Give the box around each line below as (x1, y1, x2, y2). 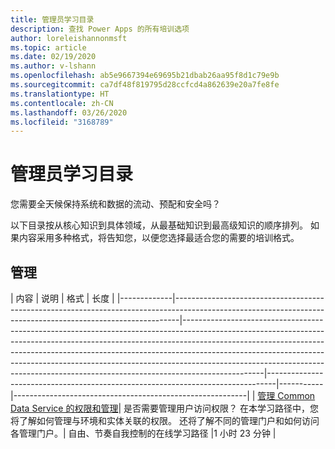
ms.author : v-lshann (10, 61, 97, 71)
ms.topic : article (10, 42, 87, 53)
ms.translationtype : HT (10, 89, 110, 99)
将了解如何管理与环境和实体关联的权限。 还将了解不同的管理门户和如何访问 (10, 415, 320, 426)
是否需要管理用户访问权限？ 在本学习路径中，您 (123, 402, 319, 414)
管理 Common (257, 390, 316, 401)
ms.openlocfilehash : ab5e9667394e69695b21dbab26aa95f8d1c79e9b (10, 71, 280, 81)
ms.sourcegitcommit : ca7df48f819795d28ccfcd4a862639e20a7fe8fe (10, 80, 280, 90)
